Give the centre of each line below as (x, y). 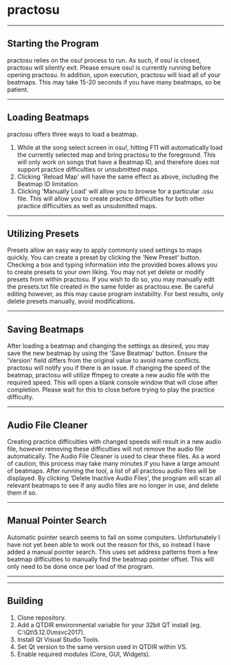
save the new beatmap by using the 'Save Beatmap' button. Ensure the (108, 353)
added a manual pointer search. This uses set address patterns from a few (113, 552)
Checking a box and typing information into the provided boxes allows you (112, 265)
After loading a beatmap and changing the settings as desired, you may (108, 346)
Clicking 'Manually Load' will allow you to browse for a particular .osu (115, 191)
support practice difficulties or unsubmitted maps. (88, 169)
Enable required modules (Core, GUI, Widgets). (84, 654)
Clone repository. (42, 618)
